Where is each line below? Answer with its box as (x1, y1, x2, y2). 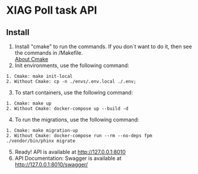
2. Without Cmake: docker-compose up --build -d (6, 106, 129, 112)
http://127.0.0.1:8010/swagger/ (14, 161, 88, 168)
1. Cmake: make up (6, 100, 52, 106)
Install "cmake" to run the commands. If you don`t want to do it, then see (14, 43, 193, 50)
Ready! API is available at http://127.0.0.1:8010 (14, 148, 126, 155)
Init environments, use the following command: (14, 62, 129, 69)
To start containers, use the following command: (14, 89, 133, 96)
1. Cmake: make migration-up (6, 128, 78, 134)
